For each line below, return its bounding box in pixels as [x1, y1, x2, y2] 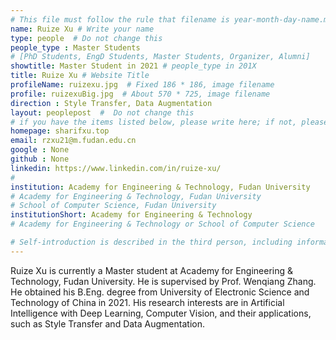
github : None [10, 154, 70, 164]
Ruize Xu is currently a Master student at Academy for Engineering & [10, 264, 294, 276]
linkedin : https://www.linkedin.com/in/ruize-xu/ [10, 163, 222, 173]
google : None [10, 145, 70, 155]
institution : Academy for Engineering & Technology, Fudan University [10, 182, 311, 192]
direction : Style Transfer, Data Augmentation [10, 98, 213, 108]
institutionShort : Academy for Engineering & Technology [10, 210, 253, 220]
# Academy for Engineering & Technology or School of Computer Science [10, 219, 315, 230]
